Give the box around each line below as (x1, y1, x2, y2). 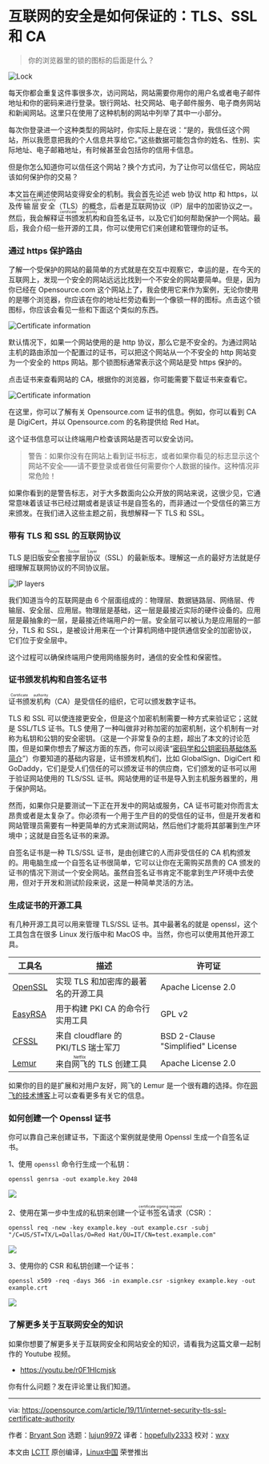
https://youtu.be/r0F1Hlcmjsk (19, 1365, 116, 1374)
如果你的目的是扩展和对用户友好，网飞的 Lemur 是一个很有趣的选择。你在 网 (8, 1081, 258, 1091)
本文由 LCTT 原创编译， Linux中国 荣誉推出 (8, 1447, 149, 1457)
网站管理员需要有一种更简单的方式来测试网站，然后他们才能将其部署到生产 (8, 821, 254, 830)
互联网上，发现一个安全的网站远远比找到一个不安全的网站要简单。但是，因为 (8, 275, 261, 284)
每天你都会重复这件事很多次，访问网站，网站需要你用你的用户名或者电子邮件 (8, 87, 261, 97)
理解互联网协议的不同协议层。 (14, 563, 114, 572)
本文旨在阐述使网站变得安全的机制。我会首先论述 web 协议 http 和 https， (8, 189, 252, 199)
